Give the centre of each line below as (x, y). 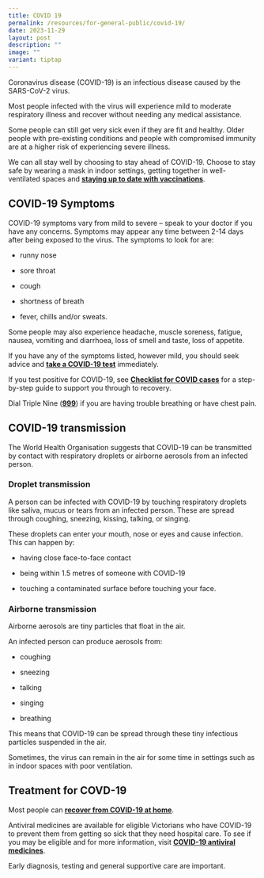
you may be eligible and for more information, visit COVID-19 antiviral (122, 842)
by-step (21, 387)
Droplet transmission (49, 484)
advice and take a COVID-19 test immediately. (84, 364)
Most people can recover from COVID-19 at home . (91, 810)
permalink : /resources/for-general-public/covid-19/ (97, 23)
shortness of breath (52, 301)
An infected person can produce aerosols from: (85, 642)
